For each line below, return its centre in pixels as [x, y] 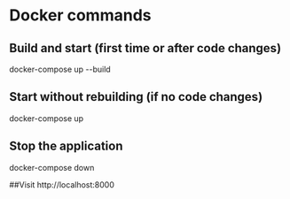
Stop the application [66, 146]
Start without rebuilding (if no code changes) [136, 97]
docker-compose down [52, 167]
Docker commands [80, 15]
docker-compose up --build [60, 69]
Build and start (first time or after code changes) [145, 48]
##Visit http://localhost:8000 [62, 184]
